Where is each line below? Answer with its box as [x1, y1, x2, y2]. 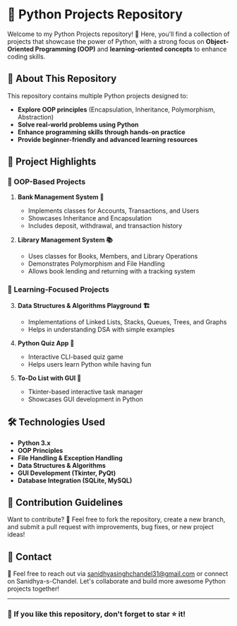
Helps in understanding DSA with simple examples [28, 325, 175, 333]
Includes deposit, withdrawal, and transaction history [28, 222, 183, 230]
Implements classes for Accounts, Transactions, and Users [28, 206, 200, 215]
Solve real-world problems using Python [17, 120, 139, 129]
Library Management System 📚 [17, 236, 113, 244]
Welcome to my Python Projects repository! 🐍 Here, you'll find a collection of [7, 30, 230, 38]
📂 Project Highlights [7, 155, 97, 168]
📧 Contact [7, 550, 52, 562]
